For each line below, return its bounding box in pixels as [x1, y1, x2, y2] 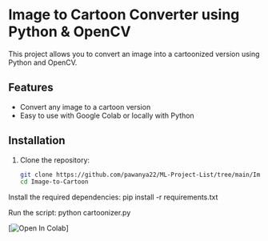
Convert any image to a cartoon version [19, 102, 151, 111]
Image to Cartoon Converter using [8, 6, 240, 24]
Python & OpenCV [8, 22, 131, 41]
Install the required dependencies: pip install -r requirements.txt [8, 192, 218, 202]
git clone [19, 171, 54, 179]
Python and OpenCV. [8, 58, 78, 67]
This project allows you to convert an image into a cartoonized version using [8, 49, 260, 58]
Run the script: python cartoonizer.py [8, 208, 131, 218]
